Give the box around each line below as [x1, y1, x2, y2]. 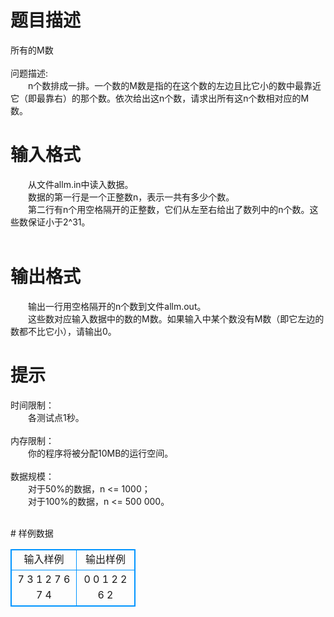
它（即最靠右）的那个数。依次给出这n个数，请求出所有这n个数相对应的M [10, 92, 310, 104]
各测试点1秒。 [27, 411, 85, 423]
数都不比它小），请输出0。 [10, 325, 117, 337]
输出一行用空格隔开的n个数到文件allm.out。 [27, 300, 207, 312]
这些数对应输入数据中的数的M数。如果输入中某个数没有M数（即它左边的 [27, 312, 325, 325]
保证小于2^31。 [27, 216, 91, 228]
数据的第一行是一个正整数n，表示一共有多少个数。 [27, 191, 235, 203]
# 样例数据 [10, 527, 54, 539]
